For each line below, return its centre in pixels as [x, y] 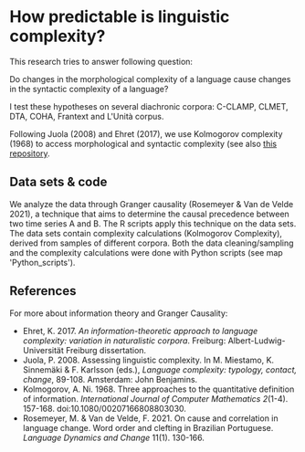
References [43, 291]
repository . [30, 153]
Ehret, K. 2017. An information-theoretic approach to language [140, 331]
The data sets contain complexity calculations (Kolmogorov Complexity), [146, 233]
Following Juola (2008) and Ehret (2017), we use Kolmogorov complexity [146, 133]
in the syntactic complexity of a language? [89, 89]
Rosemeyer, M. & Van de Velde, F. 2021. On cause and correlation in [150, 418]
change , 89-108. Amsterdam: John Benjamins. [110, 379]
